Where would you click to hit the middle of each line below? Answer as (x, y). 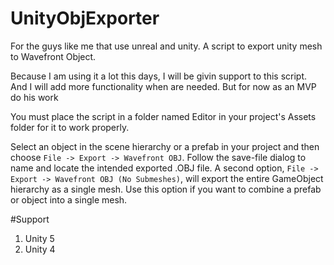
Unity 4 (40, 249)
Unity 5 (39, 238)
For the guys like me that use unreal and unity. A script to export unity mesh (166, 46)
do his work (34, 97)
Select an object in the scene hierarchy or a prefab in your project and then (165, 146)
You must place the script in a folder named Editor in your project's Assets (163, 116)
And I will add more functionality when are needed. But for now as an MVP (163, 86)
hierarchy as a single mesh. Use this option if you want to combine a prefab (166, 189)
